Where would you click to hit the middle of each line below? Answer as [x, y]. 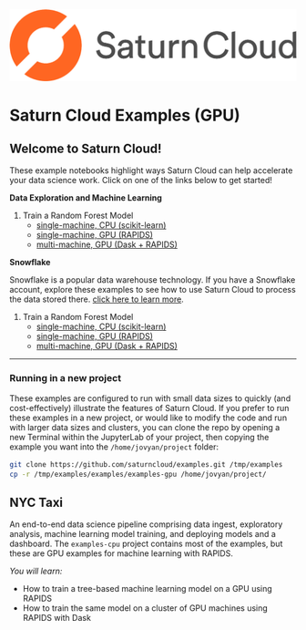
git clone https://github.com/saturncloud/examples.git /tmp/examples [146, 464]
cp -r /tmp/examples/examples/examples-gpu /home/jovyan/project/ [138, 474]
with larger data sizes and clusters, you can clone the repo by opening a [145, 427]
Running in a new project [65, 378]
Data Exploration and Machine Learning [86, 198]
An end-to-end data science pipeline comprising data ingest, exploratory [146, 524]
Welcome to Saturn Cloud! [86, 149]
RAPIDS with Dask [56, 618]
